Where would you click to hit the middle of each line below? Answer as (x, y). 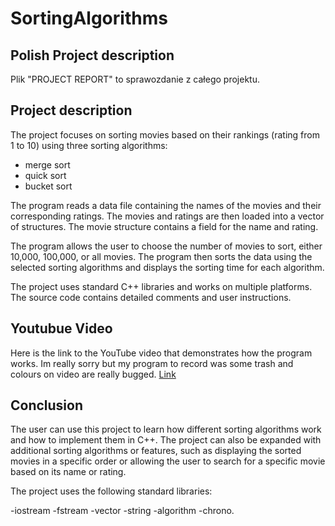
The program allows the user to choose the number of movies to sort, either (166, 246)
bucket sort (48, 186)
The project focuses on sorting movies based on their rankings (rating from (165, 134)
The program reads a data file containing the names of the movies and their (166, 205)
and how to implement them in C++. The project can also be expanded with (166, 440)
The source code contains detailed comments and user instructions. (151, 297)
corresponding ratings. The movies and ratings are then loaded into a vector (167, 216)
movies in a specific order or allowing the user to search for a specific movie (168, 461)
